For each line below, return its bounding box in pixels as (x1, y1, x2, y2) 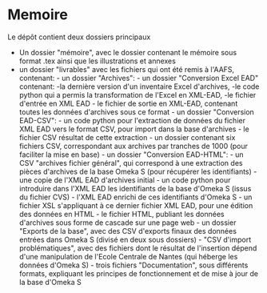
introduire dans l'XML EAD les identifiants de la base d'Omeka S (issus (18, 183, 252, 193)
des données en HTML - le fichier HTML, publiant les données (18, 209, 225, 219)
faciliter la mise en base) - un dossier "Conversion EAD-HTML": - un (18, 150, 245, 159)
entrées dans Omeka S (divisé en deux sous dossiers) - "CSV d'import (18, 235, 252, 244)
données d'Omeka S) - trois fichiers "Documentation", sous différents (18, 260, 249, 270)
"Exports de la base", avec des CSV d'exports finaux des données (18, 226, 237, 235)
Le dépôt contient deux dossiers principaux (7, 32, 151, 42)
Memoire (7, 6, 69, 24)
